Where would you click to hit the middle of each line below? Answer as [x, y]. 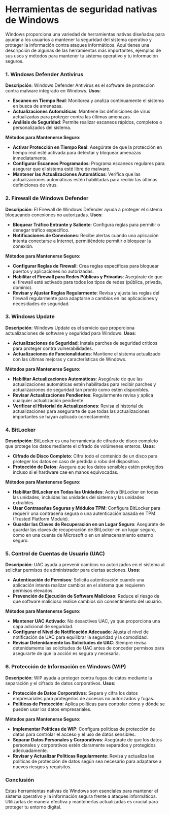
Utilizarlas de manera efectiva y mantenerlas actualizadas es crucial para [82, 802]
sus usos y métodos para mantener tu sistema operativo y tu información [82, 56]
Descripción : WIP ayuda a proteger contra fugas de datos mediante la [79, 678]
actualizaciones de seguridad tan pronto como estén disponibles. [81, 389]
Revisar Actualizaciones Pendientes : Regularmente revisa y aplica [83, 395]
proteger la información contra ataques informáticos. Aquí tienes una [77, 45]
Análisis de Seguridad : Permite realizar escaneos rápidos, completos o [87, 122]
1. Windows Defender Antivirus [44, 74]
